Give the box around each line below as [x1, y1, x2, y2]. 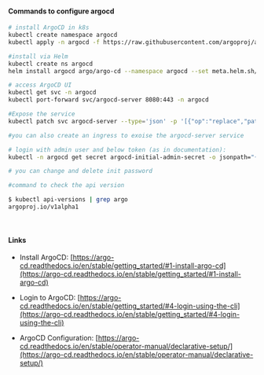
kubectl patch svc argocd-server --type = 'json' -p [8, 117, 178, 125]
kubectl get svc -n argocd [8, 89, 97, 97]
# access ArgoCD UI [8, 81, 72, 90]
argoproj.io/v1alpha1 [8, 203, 79, 211]
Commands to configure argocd [8, 6, 115, 16]
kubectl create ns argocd [8, 60, 93, 68]
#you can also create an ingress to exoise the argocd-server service [8, 131, 244, 139]
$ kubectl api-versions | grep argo [8, 196, 128, 204]
